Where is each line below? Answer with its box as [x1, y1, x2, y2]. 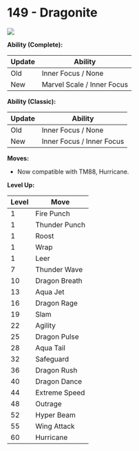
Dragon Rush [35, 365, 78, 375]
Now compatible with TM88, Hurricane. [17, 167, 129, 176]
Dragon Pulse [35, 332, 79, 342]
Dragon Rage [35, 298, 78, 308]
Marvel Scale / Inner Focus [41, 79, 129, 89]
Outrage [35, 399, 62, 408]
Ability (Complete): [7, 40, 63, 49]
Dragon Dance [35, 377, 83, 386]
